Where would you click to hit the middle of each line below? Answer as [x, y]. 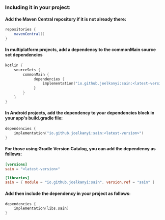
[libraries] [17, 178]
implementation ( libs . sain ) [41, 208]
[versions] [16, 164]
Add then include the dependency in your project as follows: [68, 193]
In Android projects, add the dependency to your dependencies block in [80, 113]
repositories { [21, 29]
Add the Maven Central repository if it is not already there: [66, 19]
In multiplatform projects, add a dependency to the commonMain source [81, 50]
